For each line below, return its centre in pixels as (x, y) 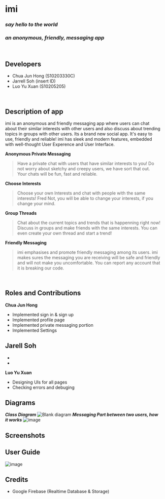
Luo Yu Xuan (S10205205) (39, 86)
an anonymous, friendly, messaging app (55, 38)
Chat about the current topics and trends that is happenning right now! (89, 223)
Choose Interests (23, 184)
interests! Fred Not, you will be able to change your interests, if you (85, 198)
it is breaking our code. (41, 268)
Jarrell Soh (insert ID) (34, 81)
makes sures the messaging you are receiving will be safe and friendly (89, 258)
